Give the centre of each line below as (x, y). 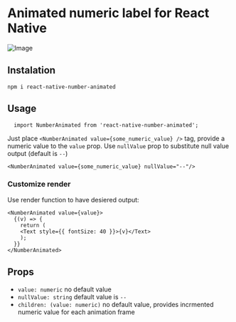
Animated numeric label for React (108, 13)
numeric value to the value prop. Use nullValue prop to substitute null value (118, 146)
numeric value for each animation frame (76, 312)
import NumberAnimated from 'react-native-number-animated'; (106, 125)
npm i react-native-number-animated (61, 87)
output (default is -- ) (38, 153)
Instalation (31, 70)
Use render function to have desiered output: (74, 199)
